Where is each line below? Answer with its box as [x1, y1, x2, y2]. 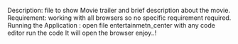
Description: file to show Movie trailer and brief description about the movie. [7, 6, 231, 14]
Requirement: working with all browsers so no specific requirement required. [7, 13, 232, 22]
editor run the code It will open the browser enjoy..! [7, 28, 157, 37]
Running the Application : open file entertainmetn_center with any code [7, 21, 215, 29]
